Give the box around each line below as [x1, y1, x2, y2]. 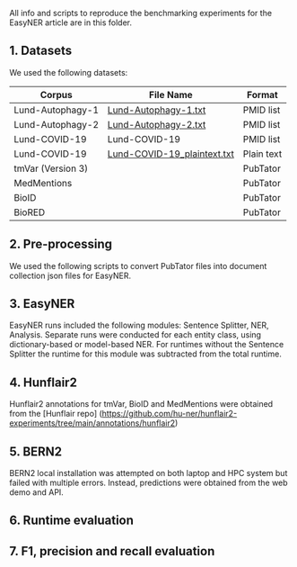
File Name [149, 88, 193, 101]
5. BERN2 [9, 444, 63, 459]
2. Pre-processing [9, 237, 113, 252]
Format [246, 88, 278, 101]
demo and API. [9, 487, 65, 498]
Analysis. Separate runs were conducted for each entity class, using [9, 329, 262, 340]
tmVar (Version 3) [13, 162, 89, 175]
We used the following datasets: [9, 67, 128, 77]
